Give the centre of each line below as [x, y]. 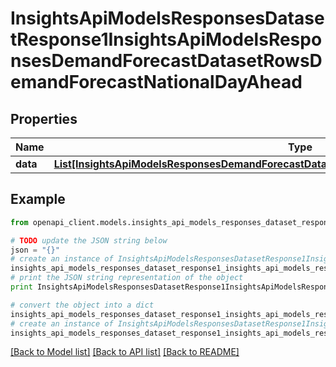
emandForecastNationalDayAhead [156, 82]
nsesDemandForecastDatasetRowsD [166, 61]
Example [38, 199]
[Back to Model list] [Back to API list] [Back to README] [125, 352]
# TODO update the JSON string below [89, 240]
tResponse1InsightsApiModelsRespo [166, 39]
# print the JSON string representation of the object [127, 278]
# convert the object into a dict [82, 305]
